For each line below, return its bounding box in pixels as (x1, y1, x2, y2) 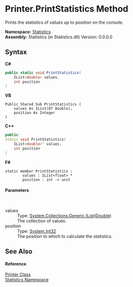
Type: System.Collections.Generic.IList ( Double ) (17, 212, 112, 219)
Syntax (5, 48, 27, 56)
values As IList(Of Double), (14, 106, 73, 111)
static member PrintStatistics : (5, 169, 73, 174)
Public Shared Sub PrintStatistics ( (5, 102, 82, 107)
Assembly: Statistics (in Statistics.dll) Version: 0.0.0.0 (5, 34, 113, 40)
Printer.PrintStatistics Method (5, 3, 129, 15)
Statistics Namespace (5, 277, 49, 283)
